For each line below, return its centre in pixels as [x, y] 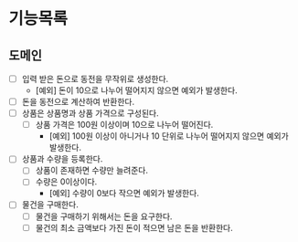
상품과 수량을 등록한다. [62, 159]
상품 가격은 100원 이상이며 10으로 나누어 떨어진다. [124, 125]
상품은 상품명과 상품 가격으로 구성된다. [90, 113]
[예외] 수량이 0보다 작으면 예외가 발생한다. [124, 194]
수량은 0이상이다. [66, 182]
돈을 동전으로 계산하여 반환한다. [78, 102]
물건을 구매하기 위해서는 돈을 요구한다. [104, 216]
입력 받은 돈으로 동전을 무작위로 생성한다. [95, 79]
